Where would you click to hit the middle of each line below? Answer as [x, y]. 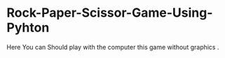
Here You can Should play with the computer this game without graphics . [113, 47]
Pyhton [28, 28]
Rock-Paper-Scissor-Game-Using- [110, 13]
